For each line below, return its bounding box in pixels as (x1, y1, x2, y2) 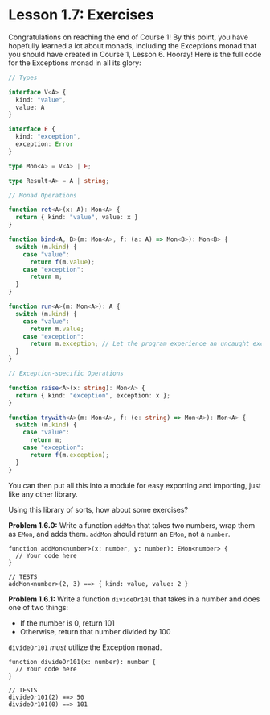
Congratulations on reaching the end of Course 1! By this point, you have (8, 32, 249, 42)
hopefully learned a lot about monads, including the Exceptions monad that (8, 40, 257, 50)
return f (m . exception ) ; (29, 451, 110, 459)
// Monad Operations (8, 191, 78, 199)
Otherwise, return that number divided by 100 (19, 626, 171, 636)
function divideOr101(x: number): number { (8, 658, 157, 666)
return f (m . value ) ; (29, 258, 95, 266)
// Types (8, 73, 38, 81)
